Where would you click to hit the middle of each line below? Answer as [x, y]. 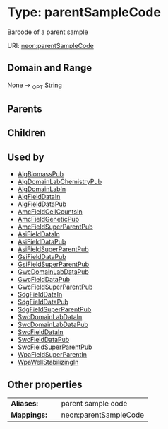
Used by [26, 157]
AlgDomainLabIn [42, 189]
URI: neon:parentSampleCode [50, 45]
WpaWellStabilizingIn [48, 362]
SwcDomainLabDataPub [53, 325]
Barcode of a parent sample [48, 32]
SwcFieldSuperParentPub [55, 347]
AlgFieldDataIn [39, 197]
